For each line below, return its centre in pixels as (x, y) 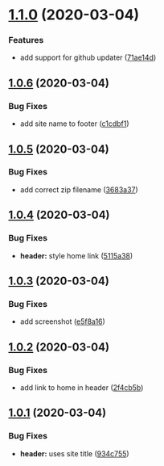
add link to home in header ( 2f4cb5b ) (82, 387)
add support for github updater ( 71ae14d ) (88, 57)
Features (26, 40)
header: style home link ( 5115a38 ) (76, 255)
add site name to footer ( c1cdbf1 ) (75, 124)
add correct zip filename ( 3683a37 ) (79, 189)
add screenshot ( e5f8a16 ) (63, 321)
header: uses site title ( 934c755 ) (75, 453)
